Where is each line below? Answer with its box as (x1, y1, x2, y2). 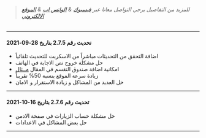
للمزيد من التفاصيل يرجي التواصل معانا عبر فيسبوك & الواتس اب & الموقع (21, 6, 190, 13)
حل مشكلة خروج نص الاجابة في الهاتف (15, 59, 103, 66)
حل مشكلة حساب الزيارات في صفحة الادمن (15, 112, 115, 120)
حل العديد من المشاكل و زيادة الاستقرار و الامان (15, 79, 124, 86)
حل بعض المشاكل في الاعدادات (15, 118, 88, 126)
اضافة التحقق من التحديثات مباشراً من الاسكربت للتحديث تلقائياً (15, 53, 158, 60)
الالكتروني (21, 12, 44, 19)
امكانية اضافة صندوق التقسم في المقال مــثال (15, 66, 120, 73)
